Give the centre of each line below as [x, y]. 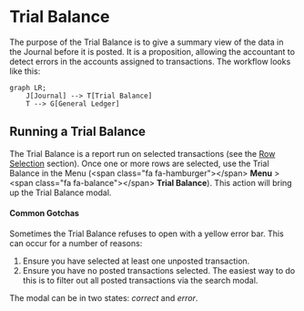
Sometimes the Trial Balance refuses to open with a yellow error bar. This [147, 233]
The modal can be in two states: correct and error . [104, 297]
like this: [25, 71]
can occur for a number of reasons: [76, 243]
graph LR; [28, 88]
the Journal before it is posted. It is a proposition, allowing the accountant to [152, 51]
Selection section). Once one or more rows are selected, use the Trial [140, 163]
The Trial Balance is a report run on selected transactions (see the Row [142, 153]
